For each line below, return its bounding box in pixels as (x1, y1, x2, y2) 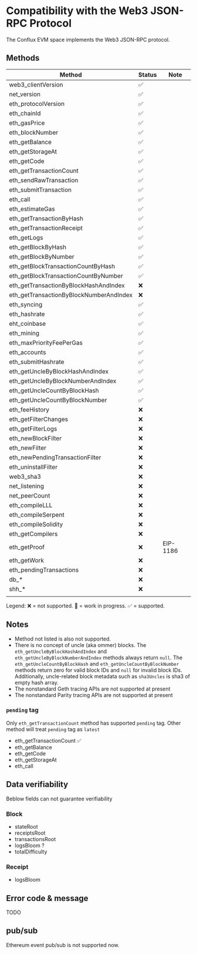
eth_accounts (9, 348, 46, 356)
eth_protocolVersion (9, 99, 65, 108)
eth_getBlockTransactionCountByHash (9, 262, 116, 270)
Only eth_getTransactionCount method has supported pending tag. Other (6, 719, 181, 726)
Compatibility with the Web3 (6, 4, 148, 18)
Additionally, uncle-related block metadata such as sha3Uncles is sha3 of (14, 672, 191, 680)
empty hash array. (14, 679, 59, 686)
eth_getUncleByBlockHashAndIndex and (14, 648, 107, 655)
